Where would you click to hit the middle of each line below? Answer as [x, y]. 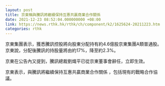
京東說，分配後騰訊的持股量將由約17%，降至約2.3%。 [62, 50]
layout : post [19, 10]
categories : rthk [24, 29]
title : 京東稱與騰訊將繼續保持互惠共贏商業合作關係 [53, 15]
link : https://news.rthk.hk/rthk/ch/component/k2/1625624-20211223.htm [82, 24]
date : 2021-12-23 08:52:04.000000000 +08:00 [53, 19]
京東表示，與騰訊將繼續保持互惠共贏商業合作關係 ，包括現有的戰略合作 [79, 72]
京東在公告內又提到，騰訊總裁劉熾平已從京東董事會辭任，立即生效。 [76, 61]
